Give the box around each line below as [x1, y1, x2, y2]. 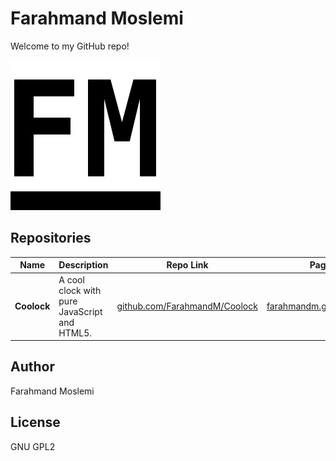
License [10, 414, 61, 431]
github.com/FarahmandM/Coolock [116, 300, 258, 312]
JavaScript [58, 305, 103, 317]
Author [10, 358, 55, 376]
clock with [58, 284, 102, 296]
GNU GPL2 [10, 440, 56, 452]
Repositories [10, 230, 92, 247]
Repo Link [166, 259, 209, 271]
